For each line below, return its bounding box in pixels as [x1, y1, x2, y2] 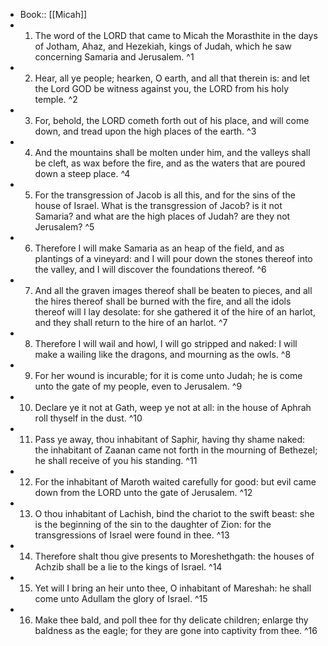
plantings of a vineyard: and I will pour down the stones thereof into [34, 253, 313, 264]
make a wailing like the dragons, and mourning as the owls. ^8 [34, 349, 292, 360]
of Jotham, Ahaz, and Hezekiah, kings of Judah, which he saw [34, 40, 292, 52]
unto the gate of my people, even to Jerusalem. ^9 [34, 380, 243, 392]
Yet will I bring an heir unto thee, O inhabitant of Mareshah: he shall [34, 582, 312, 594]
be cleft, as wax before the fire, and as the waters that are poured [34, 157, 306, 169]
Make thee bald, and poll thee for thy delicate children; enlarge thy [34, 614, 309, 626]
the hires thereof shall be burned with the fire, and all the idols [34, 295, 292, 307]
